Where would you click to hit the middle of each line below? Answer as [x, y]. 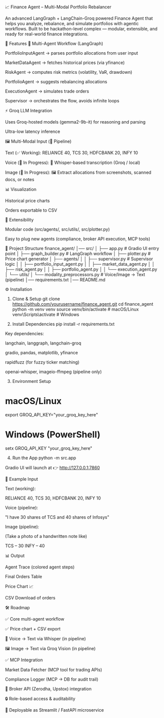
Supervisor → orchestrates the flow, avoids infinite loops [62, 101]
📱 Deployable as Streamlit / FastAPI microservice [55, 710]
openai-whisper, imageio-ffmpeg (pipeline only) [54, 372]
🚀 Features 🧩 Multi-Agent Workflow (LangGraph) [54, 44]
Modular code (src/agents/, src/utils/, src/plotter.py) [57, 229]
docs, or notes [20, 179]
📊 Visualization [21, 189]
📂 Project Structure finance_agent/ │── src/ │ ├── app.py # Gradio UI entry [82, 248]
